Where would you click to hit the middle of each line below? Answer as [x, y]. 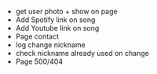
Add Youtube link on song [57, 28]
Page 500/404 [39, 61]
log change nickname [51, 45]
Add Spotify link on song [55, 20]
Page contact [37, 36]
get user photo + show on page [66, 11]
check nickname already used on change [82, 53]
